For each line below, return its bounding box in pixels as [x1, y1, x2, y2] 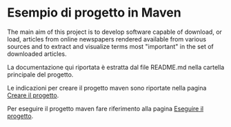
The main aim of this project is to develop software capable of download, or [7, 28, 223, 36]
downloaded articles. [7, 50, 67, 58]
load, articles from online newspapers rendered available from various [7, 35, 207, 43]
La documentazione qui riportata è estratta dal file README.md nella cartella [7, 63, 225, 71]
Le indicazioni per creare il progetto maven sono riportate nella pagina [7, 84, 207, 92]
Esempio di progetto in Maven [7, 5, 181, 21]
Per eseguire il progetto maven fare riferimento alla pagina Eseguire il [7, 104, 204, 113]
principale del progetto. [7, 70, 74, 79]
